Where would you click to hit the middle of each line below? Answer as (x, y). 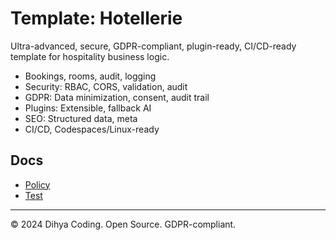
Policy (37, 184)
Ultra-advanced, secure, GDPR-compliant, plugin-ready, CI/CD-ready (153, 46)
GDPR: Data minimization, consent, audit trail (117, 97)
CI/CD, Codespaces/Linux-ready (92, 129)
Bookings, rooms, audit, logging (90, 76)
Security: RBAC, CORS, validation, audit (106, 86)
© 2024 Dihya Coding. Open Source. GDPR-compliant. (123, 224)
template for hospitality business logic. (90, 56)
